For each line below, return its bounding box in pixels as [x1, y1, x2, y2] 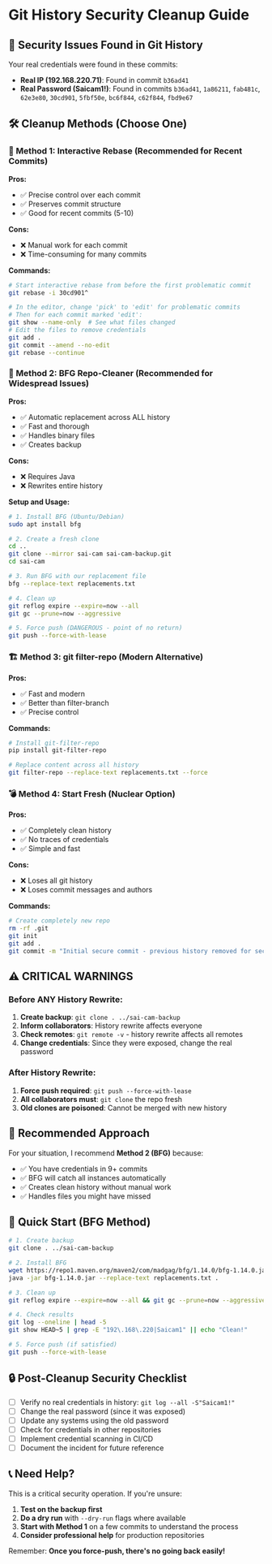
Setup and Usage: [8, 497, 70, 507]
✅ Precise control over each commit [19, 189, 141, 200]
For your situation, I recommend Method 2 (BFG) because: [8, 1147, 204, 1158]
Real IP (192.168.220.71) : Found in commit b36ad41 [19, 76, 189, 84]
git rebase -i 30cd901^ [8, 288, 89, 297]
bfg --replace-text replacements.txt [8, 579, 136, 588]
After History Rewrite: [8, 1067, 96, 1078]
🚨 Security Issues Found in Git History [8, 38, 204, 52]
